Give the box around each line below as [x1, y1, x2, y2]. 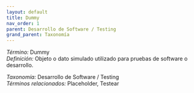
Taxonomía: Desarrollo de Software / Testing [6, 73, 119, 81]
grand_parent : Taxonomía [6, 32, 70, 38]
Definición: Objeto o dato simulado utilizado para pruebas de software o [6, 55, 188, 62]
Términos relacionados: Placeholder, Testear [6, 80, 119, 87]
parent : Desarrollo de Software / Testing [6, 26, 116, 32]
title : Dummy [6, 15, 40, 21]
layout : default [6, 9, 48, 15]
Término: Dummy [6, 48, 50, 56]
